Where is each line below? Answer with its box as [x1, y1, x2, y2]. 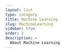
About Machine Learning [10, 40, 60, 45]
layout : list [5, 7, 33, 13]
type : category [5, 12, 38, 17]
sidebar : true [5, 26, 36, 31]
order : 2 [5, 31, 24, 36]
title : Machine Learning [5, 17, 58, 22]
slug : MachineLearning [5, 21, 53, 27]
